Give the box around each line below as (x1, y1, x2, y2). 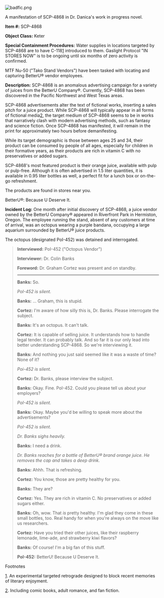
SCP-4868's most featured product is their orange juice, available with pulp (5, 163, 157, 168)
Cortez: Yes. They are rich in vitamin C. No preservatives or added (17, 495, 151, 501)
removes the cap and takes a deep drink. (17, 457, 100, 463)
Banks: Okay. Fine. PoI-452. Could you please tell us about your (17, 385, 146, 391)
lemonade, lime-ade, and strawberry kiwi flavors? (17, 535, 117, 541)
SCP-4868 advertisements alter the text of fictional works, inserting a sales (5, 102, 157, 107)
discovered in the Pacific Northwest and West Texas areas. (5, 93, 123, 98)
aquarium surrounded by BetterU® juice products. (5, 227, 105, 233)
